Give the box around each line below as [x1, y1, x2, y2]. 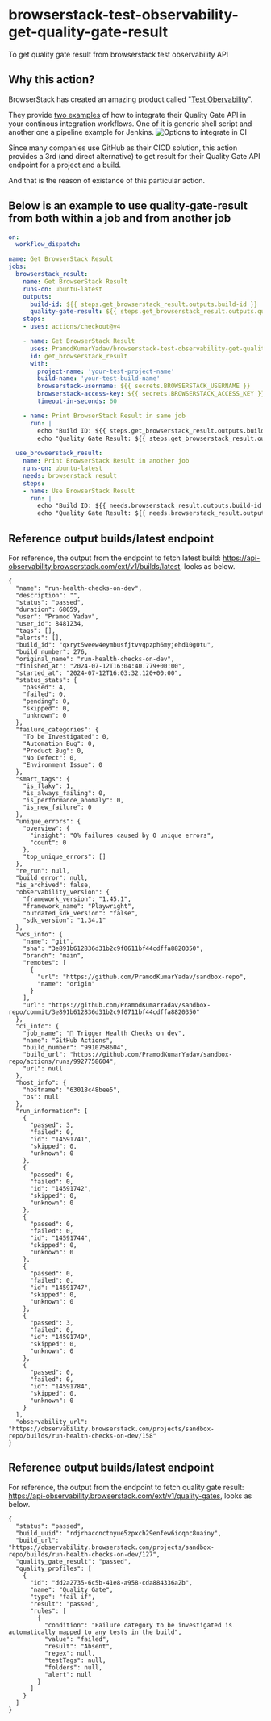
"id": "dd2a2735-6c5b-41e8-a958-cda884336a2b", [29, 1578, 194, 1587]
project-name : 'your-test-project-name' [37, 367, 175, 375]
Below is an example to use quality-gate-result [8, 199, 248, 213]
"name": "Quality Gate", [29, 1585, 114, 1593]
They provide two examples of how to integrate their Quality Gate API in [8, 110, 247, 119]
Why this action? [8, 73, 95, 86]
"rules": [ [29, 1606, 67, 1615]
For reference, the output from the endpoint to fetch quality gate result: [8, 1482, 244, 1492]
